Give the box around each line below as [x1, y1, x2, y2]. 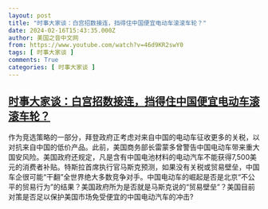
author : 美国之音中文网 [8, 33, 79, 42]
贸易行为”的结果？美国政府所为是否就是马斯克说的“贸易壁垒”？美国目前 [22, 182, 255, 192]
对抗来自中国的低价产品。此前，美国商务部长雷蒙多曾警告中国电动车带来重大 [8, 142, 260, 152]
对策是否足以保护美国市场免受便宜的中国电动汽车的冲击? [8, 192, 194, 201]
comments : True [8, 56, 59, 64]
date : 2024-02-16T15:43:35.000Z [8, 26, 116, 34]
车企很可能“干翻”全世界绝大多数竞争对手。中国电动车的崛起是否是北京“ [8, 172, 242, 181]
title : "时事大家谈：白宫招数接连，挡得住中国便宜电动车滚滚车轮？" [8, 19, 207, 27]
